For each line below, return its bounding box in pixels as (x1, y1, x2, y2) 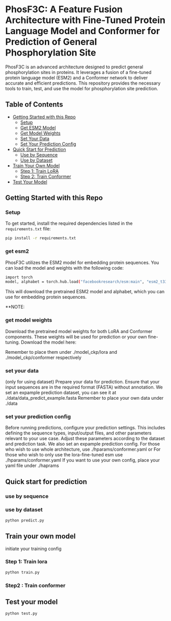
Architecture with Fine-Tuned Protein (5, 14, 165, 26)
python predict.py (5, 517, 44, 523)
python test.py (5, 611, 38, 616)
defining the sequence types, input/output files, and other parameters (5, 430, 152, 436)
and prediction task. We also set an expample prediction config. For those (5, 441, 160, 447)
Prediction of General (5, 36, 97, 48)
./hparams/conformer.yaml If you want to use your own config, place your (5, 457, 160, 463)
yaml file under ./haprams (5, 462, 60, 469)
